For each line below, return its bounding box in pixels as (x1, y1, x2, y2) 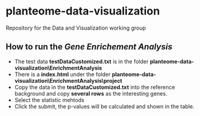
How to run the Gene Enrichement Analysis (5, 42, 173, 52)
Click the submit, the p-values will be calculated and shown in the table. (14, 103, 195, 110)
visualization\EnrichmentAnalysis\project (14, 77, 123, 84)
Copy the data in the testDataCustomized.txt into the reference (14, 83, 176, 91)
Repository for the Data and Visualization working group (5, 24, 147, 31)
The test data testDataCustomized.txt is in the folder (14, 57, 149, 65)
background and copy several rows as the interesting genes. (14, 89, 168, 97)
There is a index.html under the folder (14, 71, 111, 78)
